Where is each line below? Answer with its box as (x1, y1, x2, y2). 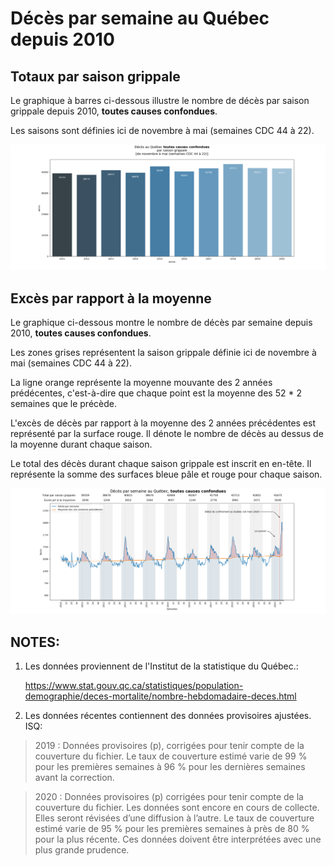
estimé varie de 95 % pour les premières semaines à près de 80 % (34, 823, 310, 835)
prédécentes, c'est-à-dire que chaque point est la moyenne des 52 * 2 (10, 387, 302, 399)
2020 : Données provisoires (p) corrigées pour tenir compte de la (34, 791, 304, 803)
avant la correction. (34, 772, 115, 784)
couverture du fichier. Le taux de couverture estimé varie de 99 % (34, 750, 308, 762)
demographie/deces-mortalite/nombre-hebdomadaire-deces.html (24, 690, 297, 702)
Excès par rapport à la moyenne (10, 290, 212, 307)
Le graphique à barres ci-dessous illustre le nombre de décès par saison (10, 95, 310, 106)
